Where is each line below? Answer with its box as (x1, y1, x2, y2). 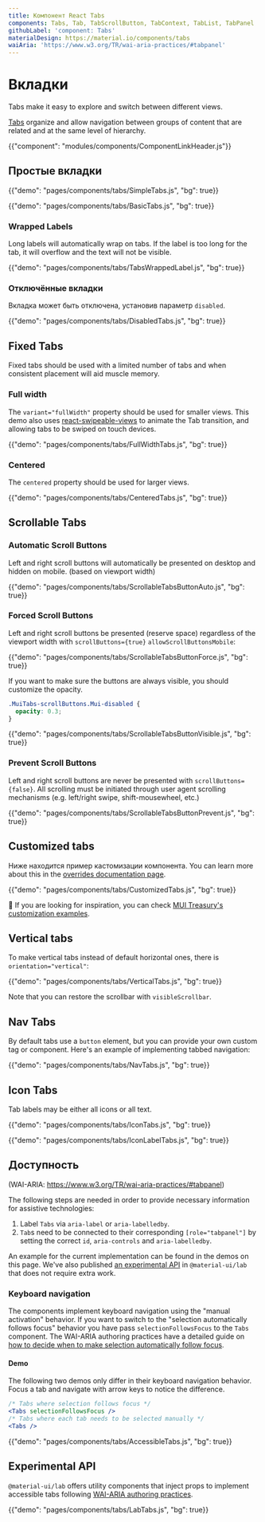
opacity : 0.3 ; (15, 707, 62, 716)
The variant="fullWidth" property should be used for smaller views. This (8, 407, 249, 417)
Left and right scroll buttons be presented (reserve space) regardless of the (8, 628, 256, 637)
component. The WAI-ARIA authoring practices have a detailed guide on (8, 1332, 245, 1341)
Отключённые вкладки (8, 283, 103, 294)
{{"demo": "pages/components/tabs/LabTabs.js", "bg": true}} (8, 1504, 209, 1514)
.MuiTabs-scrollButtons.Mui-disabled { (8, 700, 141, 708)
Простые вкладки (8, 164, 102, 178)
